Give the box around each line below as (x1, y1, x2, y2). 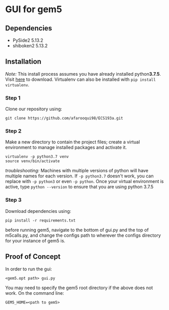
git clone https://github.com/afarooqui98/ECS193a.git (5, 116, 123, 121)
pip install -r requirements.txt (5, 218, 76, 223)
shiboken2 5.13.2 (12, 43, 48, 49)
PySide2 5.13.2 (12, 37, 44, 43)
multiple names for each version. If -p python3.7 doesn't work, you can (5, 173, 154, 179)
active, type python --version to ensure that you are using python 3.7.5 (5, 184, 154, 190)
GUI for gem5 (5, 4, 62, 15)
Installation (5, 57, 41, 66)
